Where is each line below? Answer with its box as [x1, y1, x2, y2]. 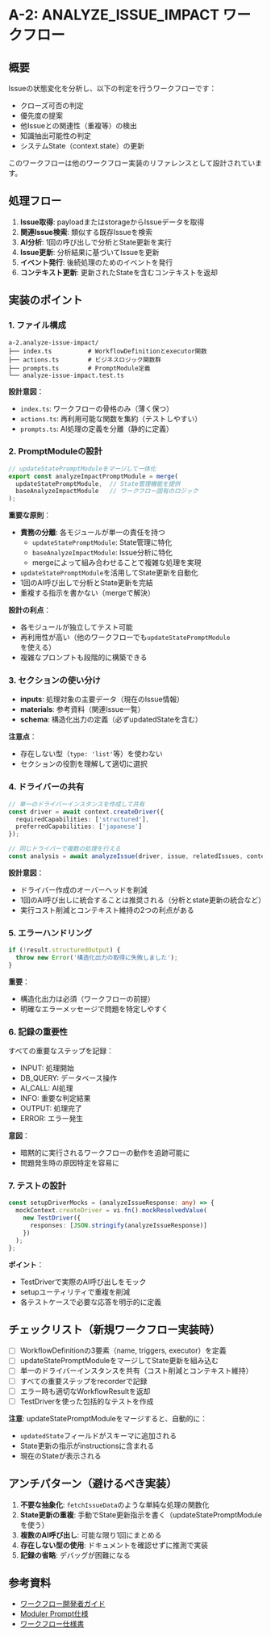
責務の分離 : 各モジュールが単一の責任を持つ [19, 528, 165, 538]
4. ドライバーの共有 [8, 781, 85, 793]
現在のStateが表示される [19, 1450, 102, 1460]
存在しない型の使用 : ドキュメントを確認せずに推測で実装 [19, 1540, 208, 1550]
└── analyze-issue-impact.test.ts [8, 371, 125, 379]
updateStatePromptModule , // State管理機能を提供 [15, 479, 181, 487]
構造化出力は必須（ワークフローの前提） [19, 994, 155, 1003]
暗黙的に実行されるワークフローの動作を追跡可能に [19, 1148, 190, 1157]
